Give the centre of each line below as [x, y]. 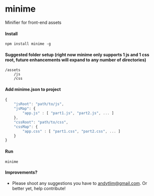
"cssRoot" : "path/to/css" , [41, 122]
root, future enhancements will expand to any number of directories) [76, 60]
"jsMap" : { [25, 109]
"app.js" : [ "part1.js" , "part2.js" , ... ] [68, 113]
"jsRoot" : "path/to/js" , [39, 104]
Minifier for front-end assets [33, 22]
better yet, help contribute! [39, 188]
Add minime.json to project [33, 89]
